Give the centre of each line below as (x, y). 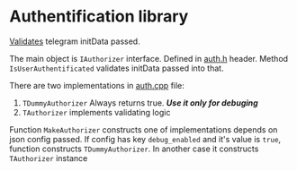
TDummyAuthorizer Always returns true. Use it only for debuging (140, 103)
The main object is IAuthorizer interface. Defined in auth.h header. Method (149, 58)
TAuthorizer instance (49, 158)
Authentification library (99, 17)
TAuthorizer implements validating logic (96, 112)
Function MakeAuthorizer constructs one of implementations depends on (144, 129)
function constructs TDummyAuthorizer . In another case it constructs (134, 149)
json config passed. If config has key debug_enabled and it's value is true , (145, 139)
